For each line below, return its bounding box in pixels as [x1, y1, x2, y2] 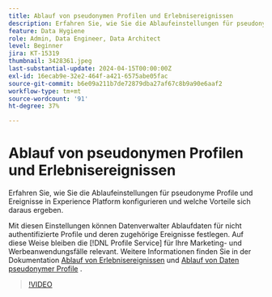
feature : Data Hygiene [8, 27, 85, 35]
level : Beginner [8, 42, 63, 50]
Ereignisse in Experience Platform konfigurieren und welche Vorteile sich [8, 197, 251, 206]
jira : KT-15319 [8, 49, 60, 57]
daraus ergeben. [8, 206, 64, 215]
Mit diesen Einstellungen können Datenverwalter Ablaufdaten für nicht [8, 221, 242, 231]
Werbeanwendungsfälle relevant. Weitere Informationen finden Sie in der [8, 247, 252, 257]
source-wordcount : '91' [8, 95, 89, 103]
